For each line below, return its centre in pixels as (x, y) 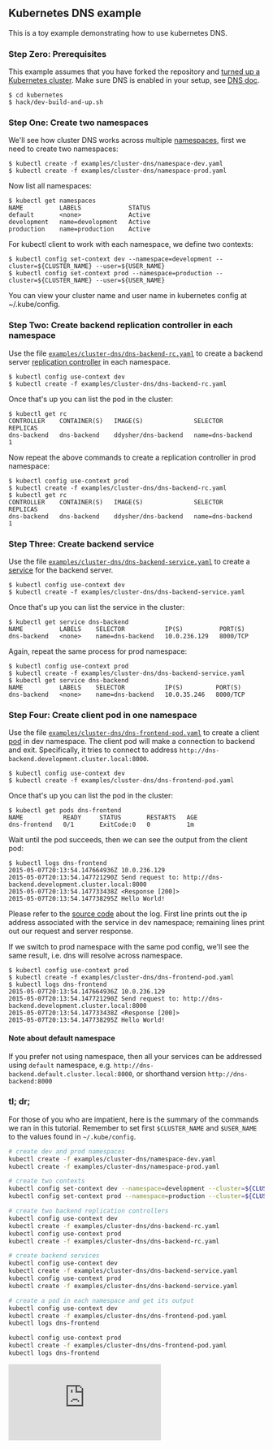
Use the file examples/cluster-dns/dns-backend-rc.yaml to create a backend (136, 353)
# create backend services (54, 1256)
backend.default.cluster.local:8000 (70, 1074)
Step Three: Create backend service (81, 543)
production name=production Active (80, 229)
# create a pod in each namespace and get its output (102, 1300)
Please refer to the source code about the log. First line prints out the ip (128, 914)
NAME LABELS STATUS (80, 208)
